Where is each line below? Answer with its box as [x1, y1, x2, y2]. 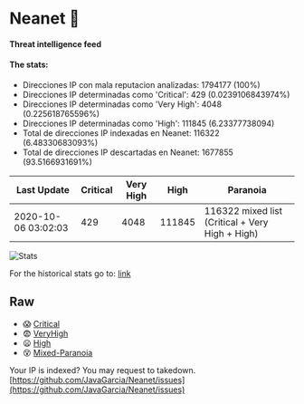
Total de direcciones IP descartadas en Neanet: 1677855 [22, 147, 233, 158]
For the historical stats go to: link [9, 267, 131, 279]
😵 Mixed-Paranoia [22, 347, 93, 358]
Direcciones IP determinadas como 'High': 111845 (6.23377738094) [22, 118, 275, 129]
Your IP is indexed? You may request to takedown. [9, 364, 196, 375]
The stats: [9, 59, 49, 71]
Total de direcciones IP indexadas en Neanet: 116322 [22, 127, 220, 139]
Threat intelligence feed [9, 38, 102, 49]
